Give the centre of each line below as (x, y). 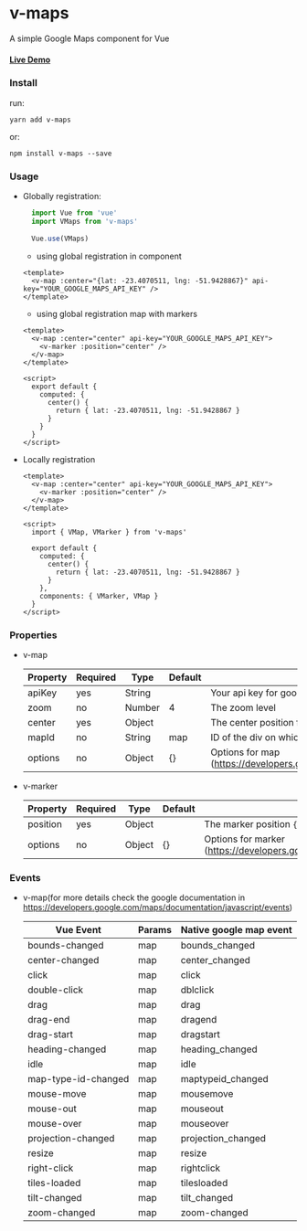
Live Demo (30, 59)
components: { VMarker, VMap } (99, 596)
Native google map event (236, 930)
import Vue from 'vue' (74, 213)
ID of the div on (243, 737)
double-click (55, 990)
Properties (33, 635)
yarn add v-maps (40, 120)
